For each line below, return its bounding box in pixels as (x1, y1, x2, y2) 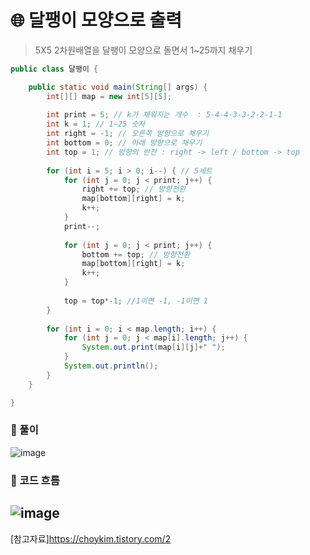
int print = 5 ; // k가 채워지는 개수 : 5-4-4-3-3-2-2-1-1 (46, 110, 283, 120)
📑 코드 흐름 (10, 473, 60, 487)
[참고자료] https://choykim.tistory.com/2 (10, 532, 172, 545)
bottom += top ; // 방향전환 (81, 249, 191, 260)
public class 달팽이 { (10, 64, 99, 74)
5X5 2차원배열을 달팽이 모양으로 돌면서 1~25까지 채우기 (34, 44, 253, 56)
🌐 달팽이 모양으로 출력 (10, 9, 183, 32)
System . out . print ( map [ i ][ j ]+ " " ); (81, 342, 226, 353)
